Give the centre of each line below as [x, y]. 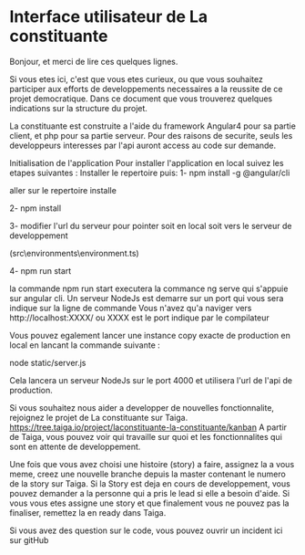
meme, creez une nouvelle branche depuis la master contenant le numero [148, 474]
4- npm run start [41, 270]
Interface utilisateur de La [109, 17]
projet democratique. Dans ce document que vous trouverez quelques [141, 99]
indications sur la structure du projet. [79, 108]
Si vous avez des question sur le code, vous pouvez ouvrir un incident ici [146, 530]
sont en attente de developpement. [75, 446]
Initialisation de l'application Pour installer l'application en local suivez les [147, 162]
